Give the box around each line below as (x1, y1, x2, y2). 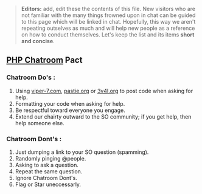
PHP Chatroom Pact (6, 55, 83, 66)
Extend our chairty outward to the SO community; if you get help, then (15, 113, 192, 120)
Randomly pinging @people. (15, 154, 86, 162)
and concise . (21, 38, 55, 44)
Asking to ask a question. (15, 161, 79, 168)
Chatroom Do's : (6, 73, 56, 81)
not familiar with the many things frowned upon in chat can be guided (21, 12, 196, 19)
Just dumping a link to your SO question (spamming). (15, 148, 149, 156)
